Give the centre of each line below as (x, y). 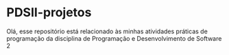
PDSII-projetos (49, 13)
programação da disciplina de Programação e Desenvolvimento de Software (114, 38)
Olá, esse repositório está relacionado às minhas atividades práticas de (107, 31)
